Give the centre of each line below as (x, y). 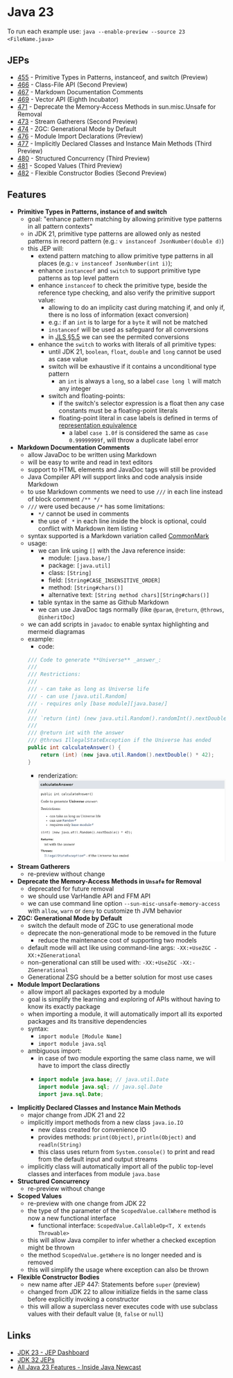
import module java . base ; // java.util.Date (103, 1080)
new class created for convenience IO (92, 1129)
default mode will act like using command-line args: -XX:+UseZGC (119, 948)
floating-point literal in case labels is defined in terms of (138, 417)
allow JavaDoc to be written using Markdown (92, 454)
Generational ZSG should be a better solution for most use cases (120, 977)
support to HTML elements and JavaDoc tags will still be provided (122, 470)
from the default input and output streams (98, 1159)
